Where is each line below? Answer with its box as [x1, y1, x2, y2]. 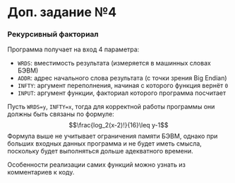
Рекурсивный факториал [7, 30, 99, 39]
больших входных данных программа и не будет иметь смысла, [7, 139, 203, 148]
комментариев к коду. [7, 168, 75, 177]
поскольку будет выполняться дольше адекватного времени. [7, 147, 193, 156]
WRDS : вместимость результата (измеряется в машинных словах [17, 59, 212, 68]
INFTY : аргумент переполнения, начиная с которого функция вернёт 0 [17, 82, 229, 90]
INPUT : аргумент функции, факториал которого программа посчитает [17, 89, 227, 97]
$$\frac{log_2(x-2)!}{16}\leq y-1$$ [68, 121, 169, 130]
